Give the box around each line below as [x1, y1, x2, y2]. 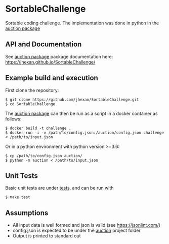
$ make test [5, 195, 30, 200]
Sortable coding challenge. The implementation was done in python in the [5, 20, 159, 26]
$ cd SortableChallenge [5, 101, 56, 107]
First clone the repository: [5, 87, 59, 93]
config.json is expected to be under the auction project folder [12, 227, 141, 234]
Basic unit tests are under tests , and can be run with [5, 185, 114, 191]
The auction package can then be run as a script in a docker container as [5, 110, 158, 116]
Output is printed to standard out [12, 233, 81, 239]
